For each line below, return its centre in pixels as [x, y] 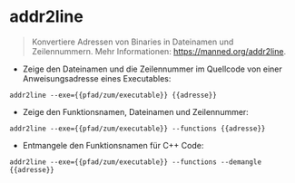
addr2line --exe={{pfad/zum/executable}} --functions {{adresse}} [138, 129]
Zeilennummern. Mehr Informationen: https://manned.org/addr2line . [159, 51]
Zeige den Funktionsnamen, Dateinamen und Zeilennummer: [136, 111]
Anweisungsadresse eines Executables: [97, 78]
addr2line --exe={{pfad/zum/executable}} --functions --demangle [135, 162]
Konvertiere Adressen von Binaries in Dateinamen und [133, 42]
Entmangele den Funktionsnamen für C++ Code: [113, 145]
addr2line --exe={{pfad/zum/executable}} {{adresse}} [113, 95]
